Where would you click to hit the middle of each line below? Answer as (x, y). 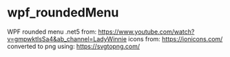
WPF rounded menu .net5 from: (52, 32)
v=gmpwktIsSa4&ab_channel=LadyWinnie (67, 38)
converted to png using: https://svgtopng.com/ (73, 46)
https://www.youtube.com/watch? (146, 32)
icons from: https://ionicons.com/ (176, 38)
